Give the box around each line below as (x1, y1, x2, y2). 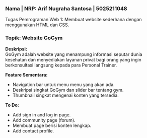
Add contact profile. (12, 127, 54, 133)
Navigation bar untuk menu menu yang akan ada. (12, 81, 115, 88)
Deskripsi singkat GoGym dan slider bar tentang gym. (12, 87, 124, 93)
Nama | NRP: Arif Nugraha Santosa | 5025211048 (5, 5, 127, 12)
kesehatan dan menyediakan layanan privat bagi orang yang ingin (5, 56, 142, 62)
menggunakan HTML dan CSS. (5, 22, 69, 28)
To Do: (5, 102, 19, 108)
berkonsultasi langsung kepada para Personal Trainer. (5, 62, 117, 68)
